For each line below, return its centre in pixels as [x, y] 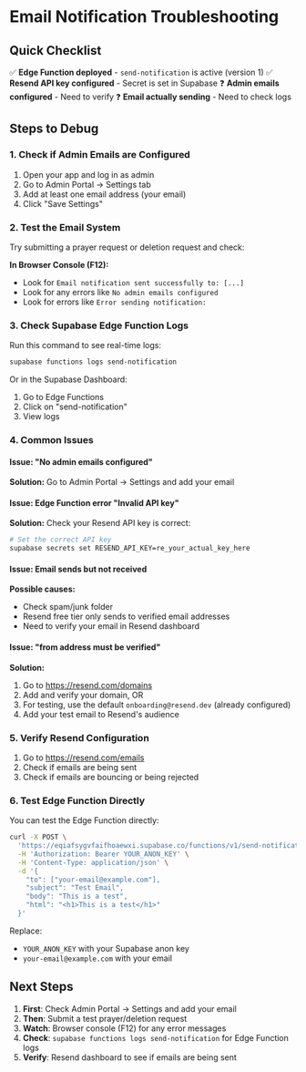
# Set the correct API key [61, 540]
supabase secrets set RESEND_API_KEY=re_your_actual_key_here [130, 549]
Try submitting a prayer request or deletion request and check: [127, 247]
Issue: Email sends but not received [78, 569]
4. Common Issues [51, 440]
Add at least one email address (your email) [104, 194]
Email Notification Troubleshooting [144, 17]
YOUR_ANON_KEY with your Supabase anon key [106, 948]
